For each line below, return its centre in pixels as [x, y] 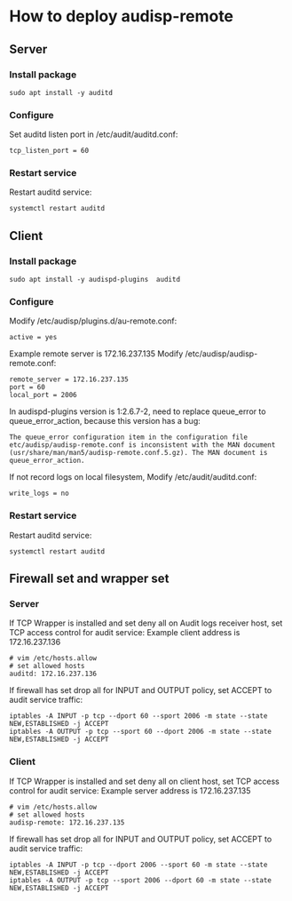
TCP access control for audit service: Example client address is [125, 633]
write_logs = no [39, 494]
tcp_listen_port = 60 [49, 151]
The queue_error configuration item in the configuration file [129, 437]
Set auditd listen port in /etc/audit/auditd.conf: [94, 134]
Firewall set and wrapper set [89, 579]
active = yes [33, 338]
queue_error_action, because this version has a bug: [105, 421]
